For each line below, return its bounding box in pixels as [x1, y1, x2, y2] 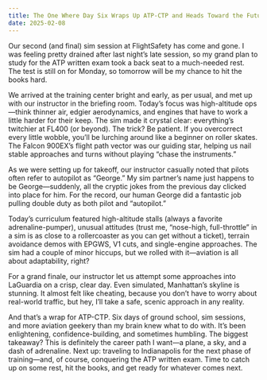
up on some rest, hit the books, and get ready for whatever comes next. [8, 363, 243, 372]
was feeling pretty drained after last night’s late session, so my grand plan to [8, 49, 258, 59]
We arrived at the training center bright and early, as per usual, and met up [8, 90, 253, 99]
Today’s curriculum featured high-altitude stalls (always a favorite [8, 214, 222, 223]
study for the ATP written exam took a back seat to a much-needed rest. [8, 57, 245, 68]
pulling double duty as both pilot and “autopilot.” [8, 198, 167, 207]
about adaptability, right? [8, 256, 90, 266]
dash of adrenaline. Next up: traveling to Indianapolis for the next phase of [8, 346, 252, 355]
